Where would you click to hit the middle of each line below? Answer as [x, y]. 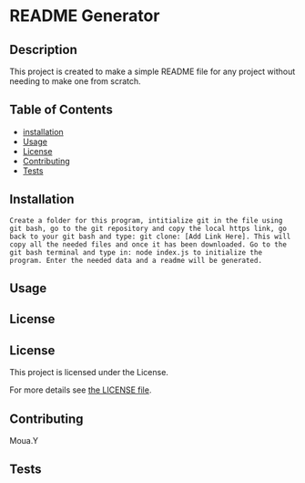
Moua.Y [24, 441]
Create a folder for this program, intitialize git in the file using [146, 220]
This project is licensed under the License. [89, 373]
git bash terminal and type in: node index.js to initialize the [136, 252]
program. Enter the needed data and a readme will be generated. [136, 260]
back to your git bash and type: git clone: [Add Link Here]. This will [150, 236]
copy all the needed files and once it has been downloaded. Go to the [148, 244]
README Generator [85, 16]
